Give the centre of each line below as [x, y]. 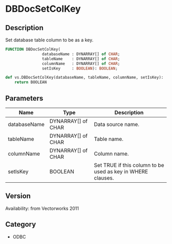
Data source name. [117, 124]
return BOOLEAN [31, 82]
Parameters [24, 98]
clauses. [104, 178]
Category [21, 224]
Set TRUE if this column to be [129, 165]
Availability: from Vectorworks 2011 [42, 208]
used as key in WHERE [121, 172]
